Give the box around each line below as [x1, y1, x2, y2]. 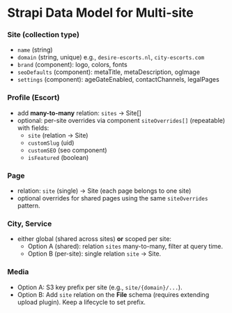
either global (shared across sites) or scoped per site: [17, 235, 172, 243]
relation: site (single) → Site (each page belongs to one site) [17, 187, 192, 195]
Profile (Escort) [7, 93, 61, 103]
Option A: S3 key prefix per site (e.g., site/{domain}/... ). [17, 283, 183, 291]
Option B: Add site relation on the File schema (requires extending [17, 290, 210, 298]
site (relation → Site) [27, 131, 88, 139]
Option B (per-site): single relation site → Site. [27, 249, 162, 258]
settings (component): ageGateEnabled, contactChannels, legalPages [17, 75, 219, 84]
